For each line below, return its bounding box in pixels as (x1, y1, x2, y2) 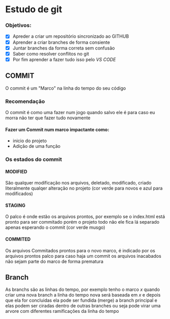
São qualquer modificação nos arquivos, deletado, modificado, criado (5, 180, 152, 186)
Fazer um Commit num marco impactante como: (5, 126, 109, 132)
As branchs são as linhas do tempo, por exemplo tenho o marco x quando (5, 286, 160, 293)
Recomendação (5, 98, 45, 105)
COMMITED (5, 236, 31, 243)
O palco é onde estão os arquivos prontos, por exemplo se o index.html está (5, 214, 165, 220)
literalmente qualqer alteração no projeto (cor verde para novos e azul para (5, 185, 163, 192)
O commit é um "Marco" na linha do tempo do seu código (5, 85, 126, 91)
